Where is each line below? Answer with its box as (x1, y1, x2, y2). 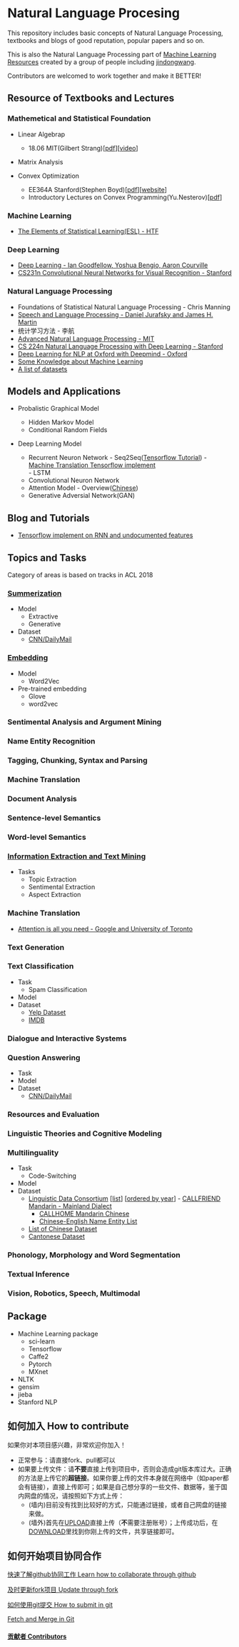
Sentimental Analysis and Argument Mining (7, 717, 162, 727)
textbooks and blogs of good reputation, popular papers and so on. (7, 36, 205, 44)
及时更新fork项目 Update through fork (7, 1586, 118, 1594)
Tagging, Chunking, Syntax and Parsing (7, 756, 148, 766)
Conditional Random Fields (28, 426, 108, 434)
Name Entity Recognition (7, 736, 96, 746)
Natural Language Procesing (7, 5, 180, 21)
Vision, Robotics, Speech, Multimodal (7, 1288, 141, 1298)
